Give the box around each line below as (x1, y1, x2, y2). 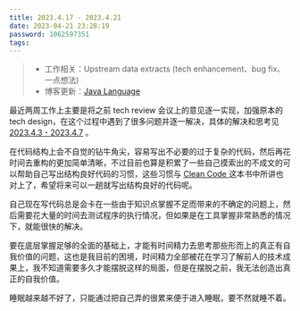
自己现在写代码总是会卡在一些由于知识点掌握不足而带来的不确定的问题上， (9, 198, 283, 210)
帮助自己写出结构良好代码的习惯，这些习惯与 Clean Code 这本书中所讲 (16, 169, 277, 180)
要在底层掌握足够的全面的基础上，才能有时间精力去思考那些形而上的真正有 (9, 240, 283, 251)
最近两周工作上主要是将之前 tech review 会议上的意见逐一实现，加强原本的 (9, 105, 284, 116)
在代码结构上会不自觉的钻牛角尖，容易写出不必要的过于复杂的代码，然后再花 (9, 147, 291, 157)
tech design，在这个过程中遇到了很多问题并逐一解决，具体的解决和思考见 (9, 116, 279, 127)
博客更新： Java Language (44, 86, 141, 97)
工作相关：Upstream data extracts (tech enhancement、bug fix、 (44, 63, 286, 74)
